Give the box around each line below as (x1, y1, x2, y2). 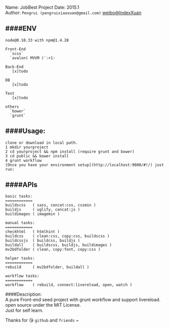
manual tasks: (5, 220, 35, 226)
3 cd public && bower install (5, 153, 69, 158)
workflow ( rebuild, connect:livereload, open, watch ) (5, 282, 133, 288)
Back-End (5, 64, 24, 69)
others (5, 104, 19, 109)
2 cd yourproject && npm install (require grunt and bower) (5, 149, 135, 154)
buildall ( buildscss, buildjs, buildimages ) (5, 242, 112, 248)
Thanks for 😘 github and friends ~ (5, 317, 79, 323)
